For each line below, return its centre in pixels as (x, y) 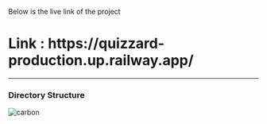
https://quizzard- (106, 44)
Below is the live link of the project (64, 12)
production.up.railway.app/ (101, 61)
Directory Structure (46, 95)
